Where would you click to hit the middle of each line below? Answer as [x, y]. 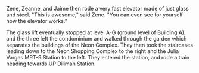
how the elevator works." [37, 21]
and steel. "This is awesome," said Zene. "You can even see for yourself [95, 15]
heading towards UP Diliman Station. [51, 64]
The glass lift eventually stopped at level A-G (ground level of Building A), [96, 32]
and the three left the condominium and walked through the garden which [97, 39]
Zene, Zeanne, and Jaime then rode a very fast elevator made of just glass [97, 9]
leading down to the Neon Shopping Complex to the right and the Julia [93, 51]
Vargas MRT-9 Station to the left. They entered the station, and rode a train [98, 57]
